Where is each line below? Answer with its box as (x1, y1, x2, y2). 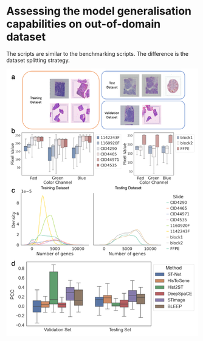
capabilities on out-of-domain (6, 17, 161, 31)
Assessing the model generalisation (6, 4, 191, 18)
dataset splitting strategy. (6, 56, 70, 64)
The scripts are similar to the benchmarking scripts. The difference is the (6, 50, 189, 57)
